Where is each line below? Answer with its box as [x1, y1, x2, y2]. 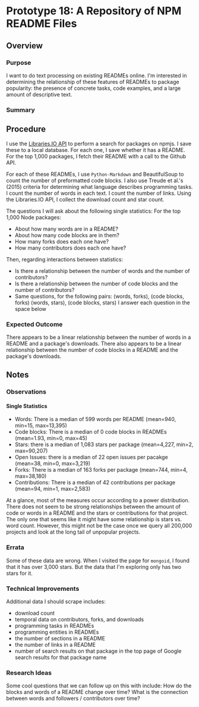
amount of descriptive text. [6, 91, 72, 98]
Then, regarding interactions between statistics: [6, 256, 124, 263]
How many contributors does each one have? [14, 244, 127, 251]
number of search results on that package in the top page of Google [14, 647, 182, 655]
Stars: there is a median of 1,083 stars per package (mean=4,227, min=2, [14, 441, 194, 448]
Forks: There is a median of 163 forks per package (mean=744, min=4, [14, 466, 188, 474]
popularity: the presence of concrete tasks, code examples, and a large [6, 85, 181, 92]
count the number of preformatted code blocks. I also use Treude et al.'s [6, 177, 184, 184]
